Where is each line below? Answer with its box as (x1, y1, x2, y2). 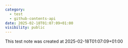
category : (5, 7, 26, 12)
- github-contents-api (9, 16, 56, 21)
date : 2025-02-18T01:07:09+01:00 (5, 20, 74, 26)
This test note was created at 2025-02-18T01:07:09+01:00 (5, 38, 124, 44)
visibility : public (5, 25, 45, 30)
